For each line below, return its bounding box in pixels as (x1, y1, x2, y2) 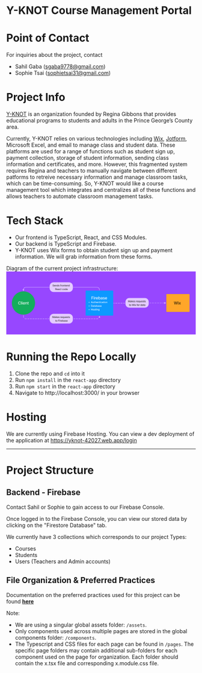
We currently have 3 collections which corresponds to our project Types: (6, 533, 187, 540)
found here (6, 598, 34, 605)
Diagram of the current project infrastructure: (6, 265, 118, 272)
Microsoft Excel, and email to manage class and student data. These (6, 141, 176, 148)
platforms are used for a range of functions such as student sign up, (6, 148, 176, 155)
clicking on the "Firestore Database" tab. (6, 521, 107, 529)
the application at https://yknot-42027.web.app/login (6, 436, 137, 444)
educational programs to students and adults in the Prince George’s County (6, 117, 193, 124)
